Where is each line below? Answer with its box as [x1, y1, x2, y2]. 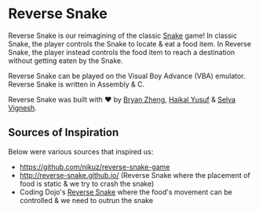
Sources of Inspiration [8, 126, 119, 139]
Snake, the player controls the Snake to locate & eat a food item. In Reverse [8, 39, 252, 48]
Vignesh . [8, 103, 37, 113]
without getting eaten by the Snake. [8, 56, 123, 65]
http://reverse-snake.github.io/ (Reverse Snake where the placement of [19, 170, 251, 180]
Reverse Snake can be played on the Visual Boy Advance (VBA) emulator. [8, 71, 246, 80]
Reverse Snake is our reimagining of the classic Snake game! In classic [8, 31, 238, 40]
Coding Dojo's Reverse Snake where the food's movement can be [19, 187, 233, 197]
